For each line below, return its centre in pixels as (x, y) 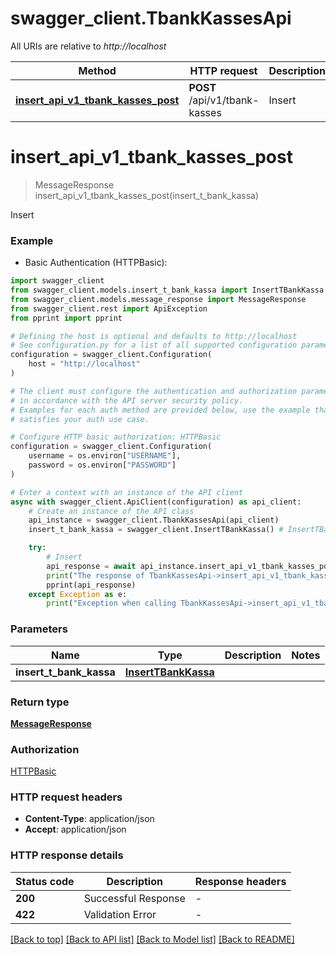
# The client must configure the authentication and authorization (154, 391)
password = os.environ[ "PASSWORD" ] (102, 465)
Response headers (240, 881)
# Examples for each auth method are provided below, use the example (160, 410)
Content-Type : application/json (89, 819)
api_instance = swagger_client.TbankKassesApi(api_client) (154, 520)
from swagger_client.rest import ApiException (109, 308)
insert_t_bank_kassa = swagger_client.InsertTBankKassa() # (156, 530)
